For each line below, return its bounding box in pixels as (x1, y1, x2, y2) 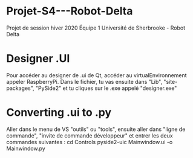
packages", (6, 84, 34, 92)
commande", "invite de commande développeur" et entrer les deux (6, 131, 174, 139)
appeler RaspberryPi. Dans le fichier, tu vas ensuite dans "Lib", (6, 78, 162, 85)
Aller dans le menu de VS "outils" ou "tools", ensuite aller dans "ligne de (6, 125, 186, 133)
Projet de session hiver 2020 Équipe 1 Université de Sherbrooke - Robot (6, 24, 186, 31)
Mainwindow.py (6, 145, 45, 152)
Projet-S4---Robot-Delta (6, 4, 133, 18)
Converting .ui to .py (6, 106, 112, 119)
